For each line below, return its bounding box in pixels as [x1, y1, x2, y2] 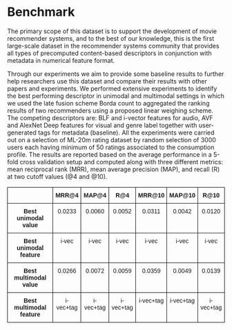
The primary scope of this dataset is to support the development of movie [7, 27, 217, 35]
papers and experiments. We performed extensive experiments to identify [7, 84, 217, 93]
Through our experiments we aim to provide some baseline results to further [7, 70, 224, 78]
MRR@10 [137, 191, 165, 199]
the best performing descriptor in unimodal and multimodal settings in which [7, 91, 224, 100]
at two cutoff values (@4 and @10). [7, 172, 108, 180]
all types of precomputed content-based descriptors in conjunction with [7, 49, 212, 57]
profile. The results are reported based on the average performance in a [7, 150, 212, 159]
